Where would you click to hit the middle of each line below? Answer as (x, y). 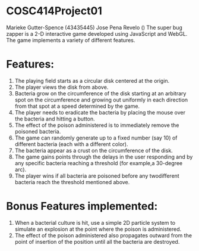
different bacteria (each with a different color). (71, 144)
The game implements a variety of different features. (71, 40)
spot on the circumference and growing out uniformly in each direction (101, 100)
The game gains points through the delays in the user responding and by (104, 157)
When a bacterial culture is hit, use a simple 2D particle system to (95, 222)
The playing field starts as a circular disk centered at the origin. (92, 80)
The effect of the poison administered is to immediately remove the (97, 125)
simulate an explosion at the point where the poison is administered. (98, 229)
